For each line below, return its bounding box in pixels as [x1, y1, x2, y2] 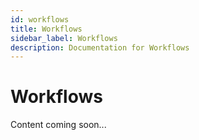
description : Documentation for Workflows [10, 42, 190, 53]
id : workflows [10, 14, 70, 25]
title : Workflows [10, 24, 83, 34]
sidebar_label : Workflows [10, 33, 118, 43]
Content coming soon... [10, 119, 107, 131]
